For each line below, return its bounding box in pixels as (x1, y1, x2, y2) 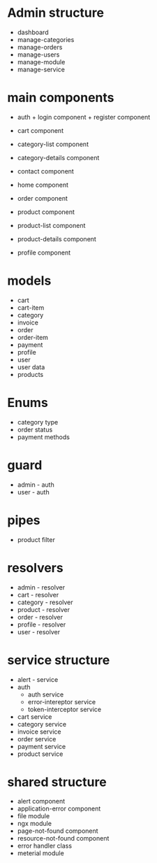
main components (7, 90, 114, 106)
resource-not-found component (17, 834, 110, 843)
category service (17, 720, 67, 728)
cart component (17, 126, 64, 134)
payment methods (17, 432, 70, 441)
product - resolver (17, 605, 70, 613)
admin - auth (17, 480, 54, 489)
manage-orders (17, 43, 63, 51)
